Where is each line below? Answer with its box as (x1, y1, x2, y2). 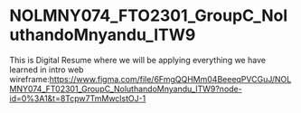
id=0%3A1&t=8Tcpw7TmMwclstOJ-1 (9, 92, 146, 104)
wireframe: (9, 73, 50, 84)
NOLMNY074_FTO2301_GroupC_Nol (9, 5, 288, 26)
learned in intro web (9, 64, 84, 75)
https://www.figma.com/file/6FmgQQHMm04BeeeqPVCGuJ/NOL (49, 73, 292, 84)
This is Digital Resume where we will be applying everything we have (9, 54, 267, 65)
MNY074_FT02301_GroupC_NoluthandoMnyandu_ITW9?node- (9, 83, 242, 94)
